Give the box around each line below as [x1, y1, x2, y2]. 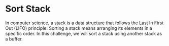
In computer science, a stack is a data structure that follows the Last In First [5, 20, 164, 26]
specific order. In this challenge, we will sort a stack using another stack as [5, 30, 162, 36]
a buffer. [5, 36, 23, 42]
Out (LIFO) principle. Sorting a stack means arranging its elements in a [5, 25, 152, 31]
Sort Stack [5, 3, 51, 15]
